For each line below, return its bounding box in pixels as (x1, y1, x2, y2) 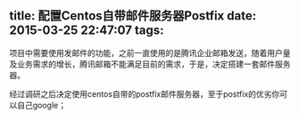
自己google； (16, 99, 67, 110)
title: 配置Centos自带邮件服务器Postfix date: (9, 8, 257, 24)
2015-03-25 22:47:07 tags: (9, 23, 164, 38)
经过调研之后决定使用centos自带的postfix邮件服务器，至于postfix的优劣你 (9, 88, 280, 99)
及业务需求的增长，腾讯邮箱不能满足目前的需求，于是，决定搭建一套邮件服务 (9, 59, 291, 69)
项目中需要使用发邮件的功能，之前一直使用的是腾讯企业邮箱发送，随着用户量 (9, 47, 291, 58)
